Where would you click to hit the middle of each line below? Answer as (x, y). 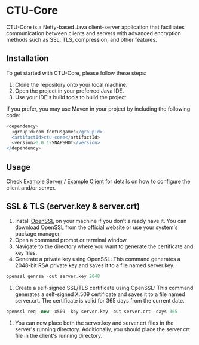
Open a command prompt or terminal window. (71, 240)
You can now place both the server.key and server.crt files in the (94, 323)
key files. (26, 252)
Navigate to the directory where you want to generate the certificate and (104, 246)
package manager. (38, 233)
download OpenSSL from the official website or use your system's (96, 227)
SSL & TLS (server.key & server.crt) (73, 207)
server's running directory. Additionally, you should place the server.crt (102, 329)
